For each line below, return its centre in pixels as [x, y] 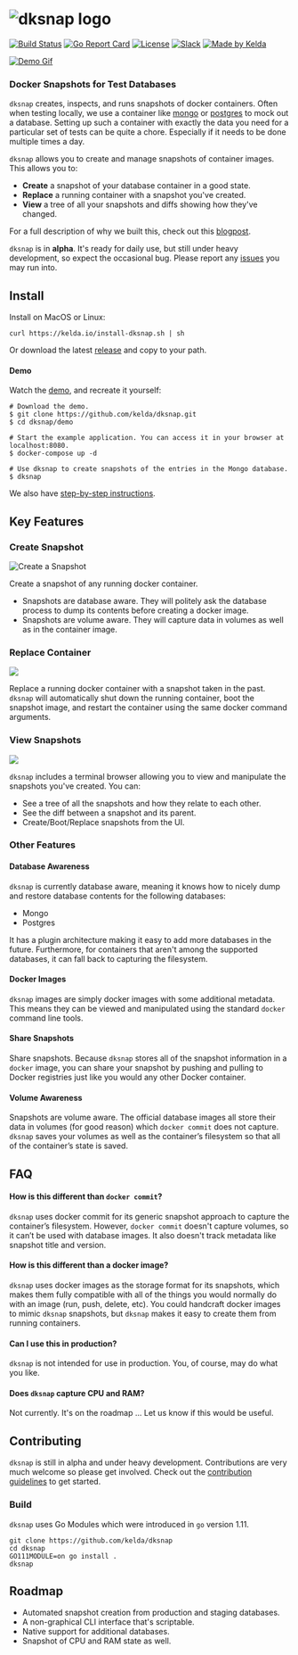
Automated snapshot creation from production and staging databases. [151, 1613]
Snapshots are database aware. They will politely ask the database [144, 600]
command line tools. [46, 1018]
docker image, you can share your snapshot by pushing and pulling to [137, 1068]
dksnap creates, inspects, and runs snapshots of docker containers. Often [144, 103]
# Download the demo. [49, 407]
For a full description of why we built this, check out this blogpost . [130, 231]
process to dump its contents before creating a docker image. [135, 610]
